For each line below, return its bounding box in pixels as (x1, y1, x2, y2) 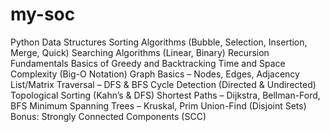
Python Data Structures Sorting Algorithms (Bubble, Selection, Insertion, (10, 36, 308, 48)
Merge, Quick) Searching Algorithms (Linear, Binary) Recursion (10, 46, 270, 58)
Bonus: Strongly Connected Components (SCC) (10, 110, 207, 122)
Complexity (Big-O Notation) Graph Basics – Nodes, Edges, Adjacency (10, 68, 300, 80)
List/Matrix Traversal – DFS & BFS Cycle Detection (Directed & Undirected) (10, 78, 317, 90)
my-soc (10, 3, 76, 26)
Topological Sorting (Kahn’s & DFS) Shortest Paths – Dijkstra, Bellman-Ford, (10, 89, 321, 101)
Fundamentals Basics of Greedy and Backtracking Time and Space (10, 57, 286, 69)
